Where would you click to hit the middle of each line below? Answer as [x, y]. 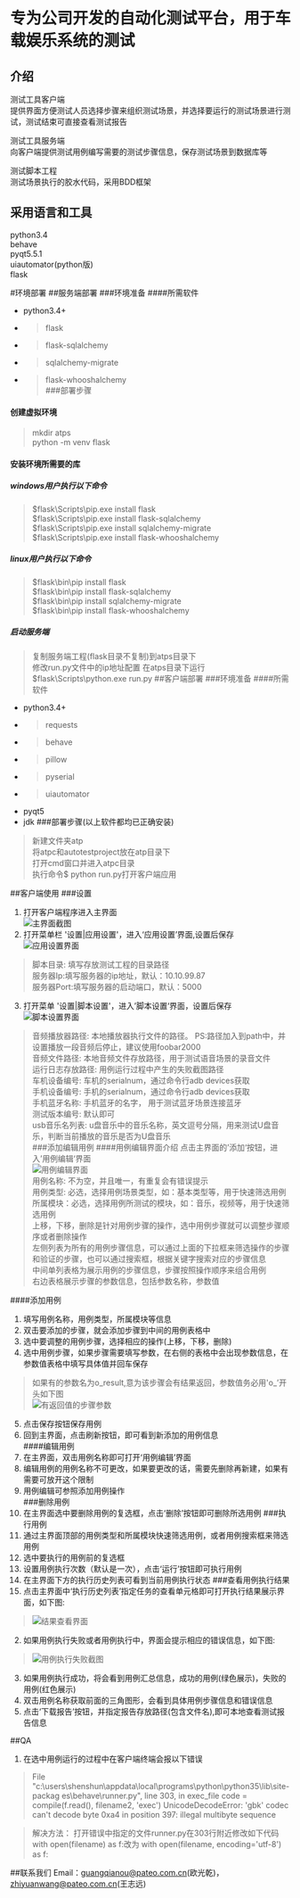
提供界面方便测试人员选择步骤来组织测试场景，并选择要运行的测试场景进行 [146, 111]
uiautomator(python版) [52, 264]
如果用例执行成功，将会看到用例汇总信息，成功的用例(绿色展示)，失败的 [155, 1678]
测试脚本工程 [33, 171]
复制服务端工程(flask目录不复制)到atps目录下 [114, 656]
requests [61, 724]
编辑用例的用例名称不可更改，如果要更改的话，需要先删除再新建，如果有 [155, 1468]
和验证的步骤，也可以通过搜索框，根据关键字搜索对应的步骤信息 [149, 1258]
